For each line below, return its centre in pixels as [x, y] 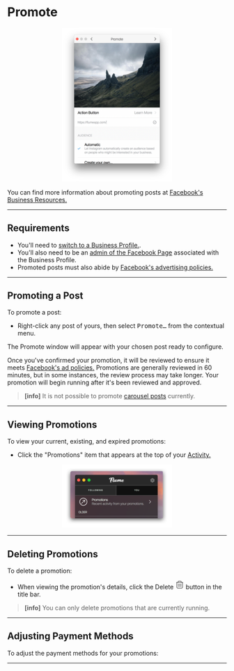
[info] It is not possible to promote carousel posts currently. [110, 396]
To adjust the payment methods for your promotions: [83, 653]
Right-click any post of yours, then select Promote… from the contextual [121, 326]
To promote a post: [34, 312]
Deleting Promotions [53, 554]
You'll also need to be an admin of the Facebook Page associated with [118, 252]
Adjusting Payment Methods [70, 636]
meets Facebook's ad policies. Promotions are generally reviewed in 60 [110, 368]
